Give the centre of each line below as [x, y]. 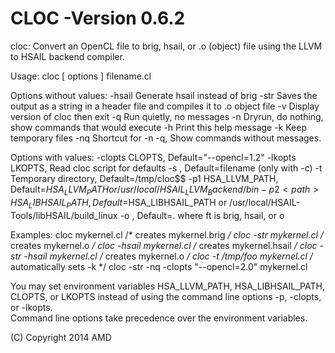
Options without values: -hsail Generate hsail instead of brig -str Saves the [164, 95]
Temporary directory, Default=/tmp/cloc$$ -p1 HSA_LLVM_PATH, [144, 178]
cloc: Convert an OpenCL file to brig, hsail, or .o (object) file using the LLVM [166, 46]
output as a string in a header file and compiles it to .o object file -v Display [165, 106]
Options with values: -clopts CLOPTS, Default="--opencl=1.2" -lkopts [153, 157]
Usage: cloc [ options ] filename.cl [81, 76]
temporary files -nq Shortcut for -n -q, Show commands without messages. [166, 138]
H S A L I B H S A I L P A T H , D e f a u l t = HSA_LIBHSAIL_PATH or [119, 203]
